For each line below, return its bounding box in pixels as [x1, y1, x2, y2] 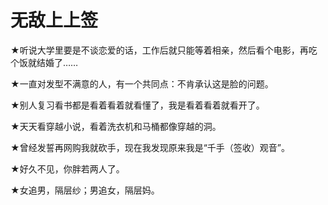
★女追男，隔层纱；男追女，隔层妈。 [10, 184, 160, 196]
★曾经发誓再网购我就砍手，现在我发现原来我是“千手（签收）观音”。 [10, 141, 290, 153]
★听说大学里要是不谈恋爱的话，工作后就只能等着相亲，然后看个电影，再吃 [10, 44, 318, 56]
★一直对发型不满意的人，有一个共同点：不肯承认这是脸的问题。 [10, 77, 274, 90]
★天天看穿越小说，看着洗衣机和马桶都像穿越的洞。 [10, 120, 222, 132]
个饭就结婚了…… [10, 56, 79, 68]
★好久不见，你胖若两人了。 [10, 162, 125, 175]
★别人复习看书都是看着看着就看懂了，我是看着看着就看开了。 [10, 99, 265, 111]
